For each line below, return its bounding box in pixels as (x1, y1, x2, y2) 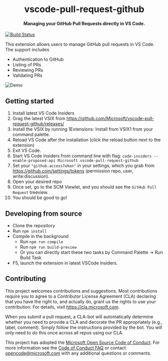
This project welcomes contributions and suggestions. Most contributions (5, 288, 157, 294)
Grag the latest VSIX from (12, 116, 66, 122)
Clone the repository (12, 223, 55, 229)
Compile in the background (12, 233, 69, 239)
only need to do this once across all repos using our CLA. (5, 329, 124, 335)
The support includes (5, 47, 50, 53)
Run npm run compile (20, 239, 64, 245)
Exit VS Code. (12, 147, 41, 154)
